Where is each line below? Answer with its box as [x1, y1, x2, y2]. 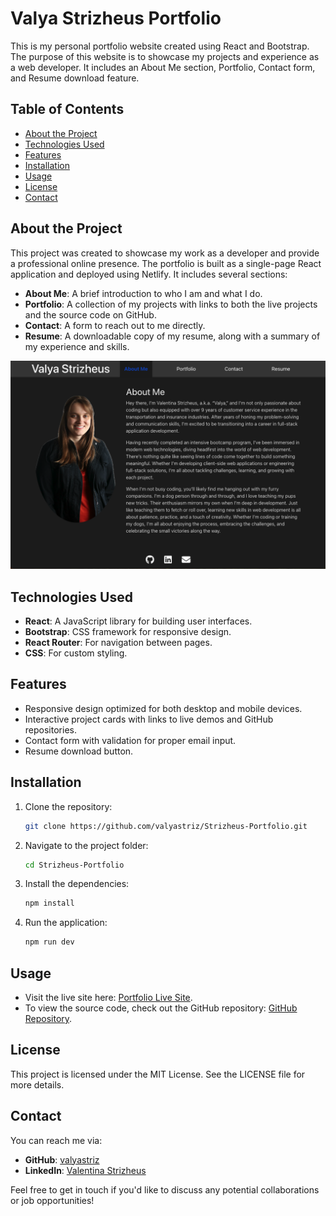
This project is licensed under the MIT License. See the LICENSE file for [10, 1068, 306, 1080]
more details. [10, 1078, 65, 1091]
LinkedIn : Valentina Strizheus [24, 1164, 147, 1176]
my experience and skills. [24, 340, 130, 352]
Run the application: [24, 917, 108, 929]
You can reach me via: [10, 1134, 103, 1146]
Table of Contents [10, 101, 125, 118]
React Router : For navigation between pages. [24, 637, 213, 649]
